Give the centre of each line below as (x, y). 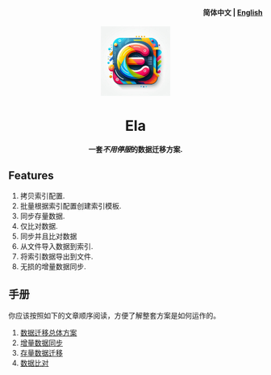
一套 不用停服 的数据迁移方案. (135, 150)
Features (31, 175)
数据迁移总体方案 (48, 332)
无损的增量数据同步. (53, 266)
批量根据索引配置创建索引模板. (71, 205)
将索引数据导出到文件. (56, 256)
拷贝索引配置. (42, 196)
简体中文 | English (233, 12)
